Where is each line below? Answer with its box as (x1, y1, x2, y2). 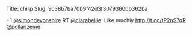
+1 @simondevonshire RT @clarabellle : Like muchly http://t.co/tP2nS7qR (6, 17, 187, 23)
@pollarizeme (6, 23, 41, 30)
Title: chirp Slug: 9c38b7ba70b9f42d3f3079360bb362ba (6, 5, 148, 12)
